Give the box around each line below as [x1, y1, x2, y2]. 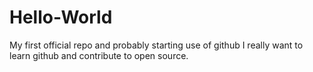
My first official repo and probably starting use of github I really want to [9, 39, 304, 51]
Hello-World [9, 6, 113, 29]
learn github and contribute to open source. [9, 49, 189, 61]
